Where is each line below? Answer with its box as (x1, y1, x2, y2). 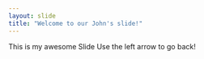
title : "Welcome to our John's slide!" (8, 19, 143, 27)
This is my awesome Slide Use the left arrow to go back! (8, 41, 196, 51)
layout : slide (8, 11, 57, 20)
